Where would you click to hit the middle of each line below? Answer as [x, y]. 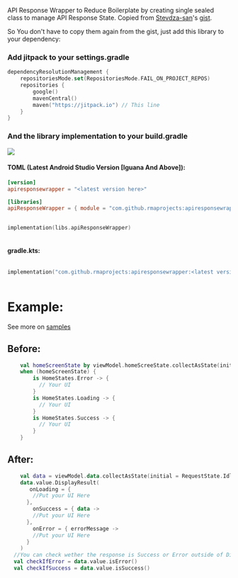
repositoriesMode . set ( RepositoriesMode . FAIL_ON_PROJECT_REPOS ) [115, 79]
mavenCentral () [55, 98]
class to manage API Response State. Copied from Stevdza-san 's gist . [110, 18]
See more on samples [39, 327]
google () [46, 91]
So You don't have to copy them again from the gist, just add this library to [116, 32]
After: [21, 460]
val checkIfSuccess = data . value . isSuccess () [82, 568]
